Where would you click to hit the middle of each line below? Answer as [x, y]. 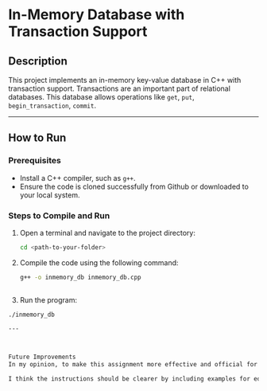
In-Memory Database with [97, 15]
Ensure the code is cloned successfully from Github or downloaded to [134, 186]
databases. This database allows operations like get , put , [101, 97]
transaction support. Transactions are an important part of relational [119, 88]
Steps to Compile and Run [59, 215]
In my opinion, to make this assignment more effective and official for [133, 365]
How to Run [37, 138]
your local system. [50, 195]
